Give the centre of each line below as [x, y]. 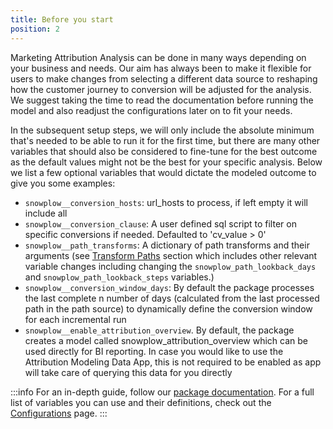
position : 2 [35, 29]
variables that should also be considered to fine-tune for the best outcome [164, 151]
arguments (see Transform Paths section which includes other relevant [171, 255]
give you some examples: [63, 183]
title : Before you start [62, 19]
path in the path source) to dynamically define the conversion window [168, 308]
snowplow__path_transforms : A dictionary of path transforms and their [167, 245]
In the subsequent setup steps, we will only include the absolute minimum [162, 130]
